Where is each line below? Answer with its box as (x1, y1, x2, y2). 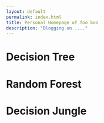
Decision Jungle (6, 104, 87, 118)
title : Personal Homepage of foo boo (6, 19, 99, 25)
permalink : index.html (6, 14, 62, 20)
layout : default (6, 8, 46, 15)
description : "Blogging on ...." (6, 25, 88, 31)
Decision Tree (6, 51, 75, 64)
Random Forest (6, 77, 82, 91)
